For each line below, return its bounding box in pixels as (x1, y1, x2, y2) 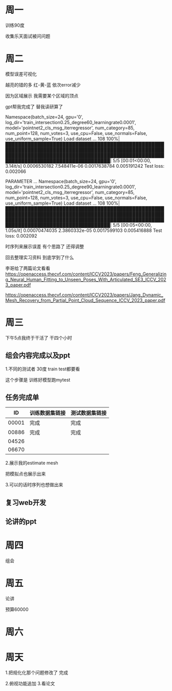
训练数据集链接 (29, 409, 66, 417)
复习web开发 (5, 498, 47, 507)
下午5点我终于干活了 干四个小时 (5, 334, 73, 341)
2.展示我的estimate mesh (5, 460, 58, 466)
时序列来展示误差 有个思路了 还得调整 (5, 243, 84, 249)
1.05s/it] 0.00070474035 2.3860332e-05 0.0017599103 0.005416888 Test (5, 227, 162, 233)
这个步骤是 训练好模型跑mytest (5, 377, 71, 383)
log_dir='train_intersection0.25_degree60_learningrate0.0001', (5, 119, 137, 125)
